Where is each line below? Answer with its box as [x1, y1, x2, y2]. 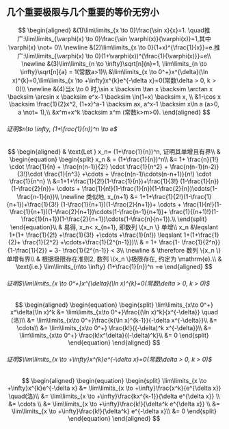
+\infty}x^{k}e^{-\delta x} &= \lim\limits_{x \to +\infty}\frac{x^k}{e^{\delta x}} [7, 384, 221, 393]
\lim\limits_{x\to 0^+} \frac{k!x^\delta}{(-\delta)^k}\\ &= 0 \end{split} [19, 332, 209, 340]
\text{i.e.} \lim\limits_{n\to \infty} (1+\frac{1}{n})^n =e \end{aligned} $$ [16, 263, 213, 271]
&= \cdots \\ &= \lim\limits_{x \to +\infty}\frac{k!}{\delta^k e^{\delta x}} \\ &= [8, 400, 220, 408]
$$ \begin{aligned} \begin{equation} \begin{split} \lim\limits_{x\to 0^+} [15, 301, 213, 309]
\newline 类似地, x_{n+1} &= [60, 193, 138, 201]
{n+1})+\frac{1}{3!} [6, 200, 59, 209]
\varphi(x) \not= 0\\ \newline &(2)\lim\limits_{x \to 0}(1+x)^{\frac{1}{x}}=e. [8, 43, 215, 51]
